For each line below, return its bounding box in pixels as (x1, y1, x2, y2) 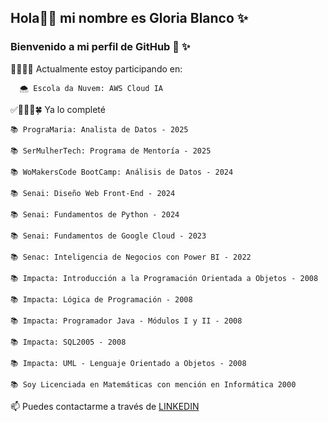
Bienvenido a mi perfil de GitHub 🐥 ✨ (10, 40, 191, 54)
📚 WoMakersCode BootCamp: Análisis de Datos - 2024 (10, 167, 234, 177)
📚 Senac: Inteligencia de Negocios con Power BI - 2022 (10, 252, 252, 262)
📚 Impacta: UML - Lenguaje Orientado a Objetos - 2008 (10, 358, 247, 368)
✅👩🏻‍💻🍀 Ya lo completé (10, 103, 106, 115)
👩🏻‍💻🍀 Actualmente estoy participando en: (10, 62, 183, 75)
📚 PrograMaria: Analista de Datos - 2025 (10, 124, 189, 135)
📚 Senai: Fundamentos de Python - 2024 (10, 209, 180, 220)
